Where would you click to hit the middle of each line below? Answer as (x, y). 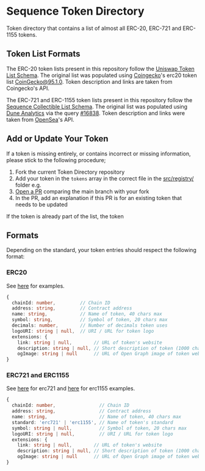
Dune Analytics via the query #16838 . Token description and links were (95, 113)
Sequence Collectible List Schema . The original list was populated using (97, 106)
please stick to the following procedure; (56, 160)
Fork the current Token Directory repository (70, 172)
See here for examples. (36, 286)
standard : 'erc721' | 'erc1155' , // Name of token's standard (92, 422)
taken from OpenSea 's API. (40, 119)
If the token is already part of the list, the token (65, 216)
